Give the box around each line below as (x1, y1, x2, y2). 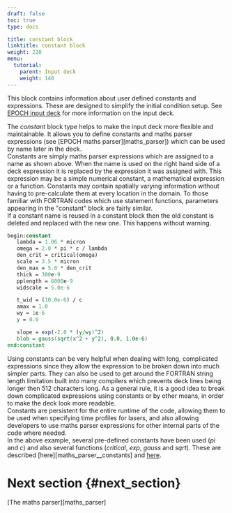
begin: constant (7, 232, 52, 239)
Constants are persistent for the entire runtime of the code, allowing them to (7, 406, 226, 415)
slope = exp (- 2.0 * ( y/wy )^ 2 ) (16, 329, 105, 336)
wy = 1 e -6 (16, 310, 45, 317)
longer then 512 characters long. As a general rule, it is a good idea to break (7, 384, 225, 392)
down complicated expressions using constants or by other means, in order (7, 392, 224, 400)
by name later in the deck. (7, 144, 82, 153)
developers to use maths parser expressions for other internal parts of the (7, 421, 219, 429)
